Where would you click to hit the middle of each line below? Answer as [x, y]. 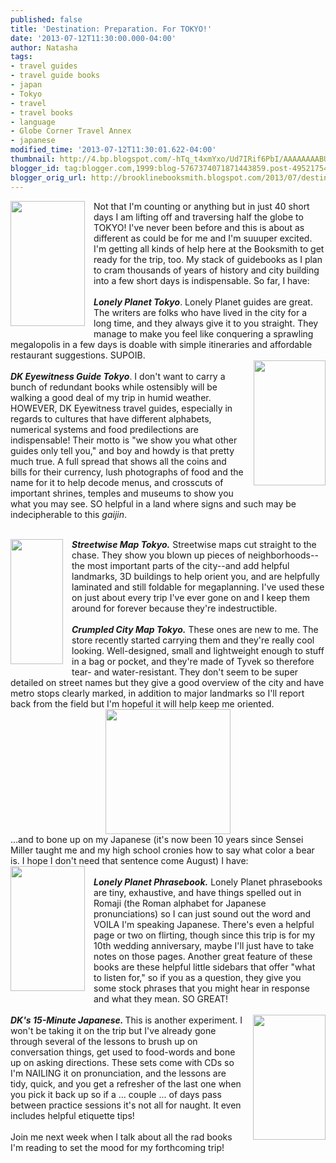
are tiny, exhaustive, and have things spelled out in [197, 892]
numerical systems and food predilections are [104, 429]
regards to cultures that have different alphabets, [111, 418]
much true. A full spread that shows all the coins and [118, 461]
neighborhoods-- [283, 555]
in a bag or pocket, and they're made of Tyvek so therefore [193, 661]
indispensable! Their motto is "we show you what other [124, 440]
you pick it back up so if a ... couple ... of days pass [116, 1094]
